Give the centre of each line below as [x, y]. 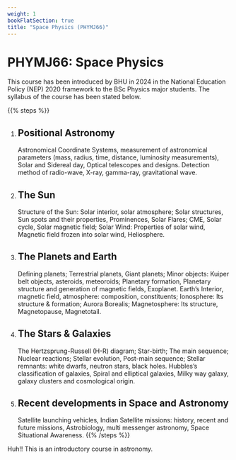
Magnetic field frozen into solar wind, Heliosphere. [91, 234]
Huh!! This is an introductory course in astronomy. [80, 449]
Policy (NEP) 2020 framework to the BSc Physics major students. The [108, 89]
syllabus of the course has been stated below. [74, 97]
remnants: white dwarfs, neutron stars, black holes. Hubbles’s [107, 366]
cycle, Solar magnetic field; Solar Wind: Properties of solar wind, [111, 227]
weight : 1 [22, 14]
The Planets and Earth [67, 257]
